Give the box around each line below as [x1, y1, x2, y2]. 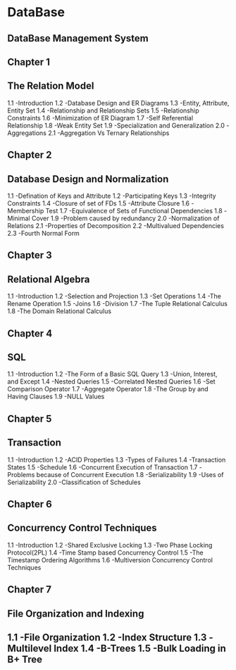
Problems [7, 470, 35, 479]
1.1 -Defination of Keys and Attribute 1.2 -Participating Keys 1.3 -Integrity [7, 191, 216, 200]
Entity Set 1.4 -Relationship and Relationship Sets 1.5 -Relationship [7, 106, 199, 115]
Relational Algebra [7, 273, 90, 285]
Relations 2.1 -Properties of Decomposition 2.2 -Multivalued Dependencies [7, 221, 224, 229]
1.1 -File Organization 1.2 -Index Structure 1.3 [7, 631, 207, 643]
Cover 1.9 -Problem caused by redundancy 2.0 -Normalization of [31, 214, 220, 222]
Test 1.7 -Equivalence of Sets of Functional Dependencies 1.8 [45, 206, 223, 215]
